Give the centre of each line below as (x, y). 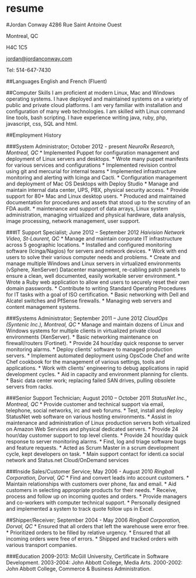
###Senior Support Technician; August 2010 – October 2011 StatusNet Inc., (97, 398)
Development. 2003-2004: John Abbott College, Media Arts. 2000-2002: (94, 562)
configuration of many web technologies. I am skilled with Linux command (96, 111)
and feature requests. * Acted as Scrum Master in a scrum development (93, 448)
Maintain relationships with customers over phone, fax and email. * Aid (91, 484)
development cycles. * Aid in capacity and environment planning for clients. (97, 374)
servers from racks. (30, 386)
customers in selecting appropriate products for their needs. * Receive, (92, 490)
